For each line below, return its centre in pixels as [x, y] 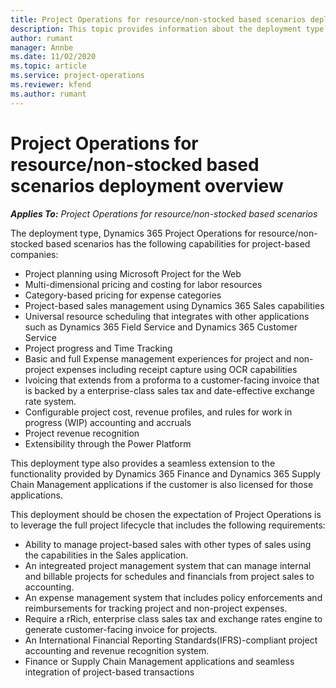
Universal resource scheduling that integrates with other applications [167, 316]
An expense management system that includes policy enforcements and [173, 597]
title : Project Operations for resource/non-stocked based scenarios [158, 19]
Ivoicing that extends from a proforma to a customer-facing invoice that [172, 380]
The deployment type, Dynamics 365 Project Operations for [133, 233]
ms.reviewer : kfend [51, 85]
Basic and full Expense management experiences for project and [158, 358]
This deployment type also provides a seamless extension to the [143, 463]
